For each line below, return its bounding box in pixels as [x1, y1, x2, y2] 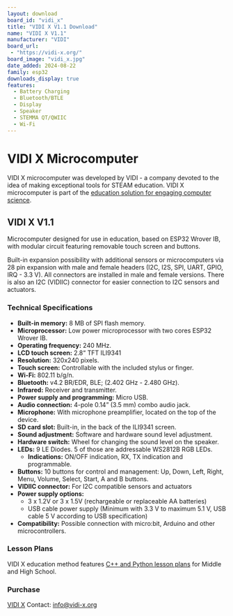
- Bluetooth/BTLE [13, 95, 64, 102]
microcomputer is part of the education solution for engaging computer [7, 189, 212, 197]
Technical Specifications [7, 303, 93, 313]
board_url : [7, 43, 39, 50]
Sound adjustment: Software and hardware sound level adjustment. [17, 430, 213, 439]
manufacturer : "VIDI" [7, 36, 70, 43]
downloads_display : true [7, 75, 79, 82]
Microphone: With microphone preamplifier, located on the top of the [17, 408, 217, 416]
